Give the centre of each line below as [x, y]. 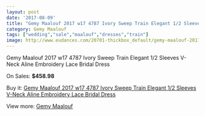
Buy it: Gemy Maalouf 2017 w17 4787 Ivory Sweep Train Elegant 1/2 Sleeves [101, 88]
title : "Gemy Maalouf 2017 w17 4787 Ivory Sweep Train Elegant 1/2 [94, 23]
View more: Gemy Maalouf [40, 106]
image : [15, 40]
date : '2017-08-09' [31, 18]
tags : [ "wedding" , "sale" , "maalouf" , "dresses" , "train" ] [77, 35]
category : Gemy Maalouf [37, 29]
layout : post [23, 12]
